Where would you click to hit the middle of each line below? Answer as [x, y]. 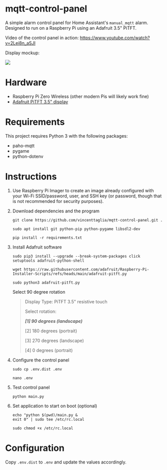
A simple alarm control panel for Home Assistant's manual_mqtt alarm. [77, 23]
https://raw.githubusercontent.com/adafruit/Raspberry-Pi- [86, 269]
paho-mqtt [23, 146]
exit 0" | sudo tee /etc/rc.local [48, 419]
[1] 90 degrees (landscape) [54, 321]
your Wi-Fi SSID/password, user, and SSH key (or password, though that [87, 196]
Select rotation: [40, 311]
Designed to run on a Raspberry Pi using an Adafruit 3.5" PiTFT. [71, 28]
